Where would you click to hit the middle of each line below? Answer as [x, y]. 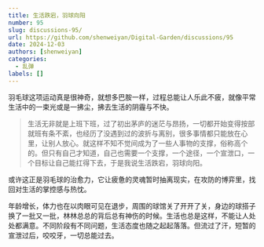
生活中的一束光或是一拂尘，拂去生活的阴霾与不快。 [91, 107]
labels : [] [26, 74]
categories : [27, 60]
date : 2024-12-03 [37, 45]
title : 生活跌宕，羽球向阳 [47, 15]
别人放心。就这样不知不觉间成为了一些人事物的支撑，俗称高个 [148, 143]
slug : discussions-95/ [45, 30]
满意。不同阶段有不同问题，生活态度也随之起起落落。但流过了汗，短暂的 [139, 225]
